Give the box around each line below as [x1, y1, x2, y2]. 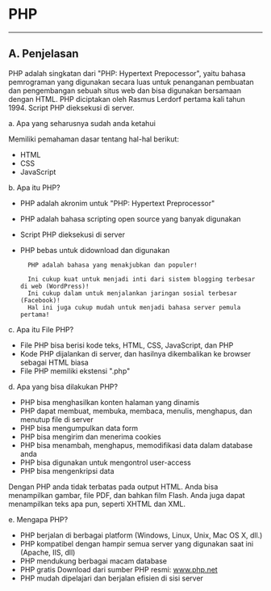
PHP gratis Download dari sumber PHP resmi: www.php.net [19, 564, 218, 574]
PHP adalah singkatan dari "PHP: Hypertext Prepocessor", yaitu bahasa [8, 68, 246, 78]
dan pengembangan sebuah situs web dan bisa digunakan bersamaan [8, 86, 242, 95]
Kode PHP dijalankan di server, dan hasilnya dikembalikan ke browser [19, 348, 252, 358]
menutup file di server [19, 414, 94, 424]
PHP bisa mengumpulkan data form [19, 423, 139, 433]
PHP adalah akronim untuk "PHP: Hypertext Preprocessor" [19, 198, 215, 208]
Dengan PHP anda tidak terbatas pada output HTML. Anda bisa [8, 482, 219, 492]
